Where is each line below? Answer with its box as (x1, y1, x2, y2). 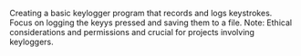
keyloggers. (9, 36, 55, 47)
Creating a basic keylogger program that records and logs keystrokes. (9, 8, 273, 18)
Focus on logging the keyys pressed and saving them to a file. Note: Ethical (9, 17, 293, 28)
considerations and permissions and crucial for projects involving (9, 27, 255, 37)
